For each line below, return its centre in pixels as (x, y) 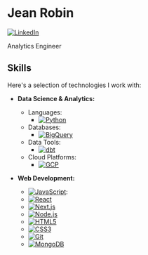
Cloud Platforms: (52, 157)
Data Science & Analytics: (56, 98)
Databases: (44, 127)
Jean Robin (41, 13)
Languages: (45, 112)
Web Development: (46, 178)
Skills (19, 68)
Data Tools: (44, 142)
